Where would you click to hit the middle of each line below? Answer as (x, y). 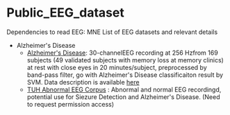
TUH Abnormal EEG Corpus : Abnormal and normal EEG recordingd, (124, 89)
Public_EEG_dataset (65, 13)
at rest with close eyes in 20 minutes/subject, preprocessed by (117, 67)
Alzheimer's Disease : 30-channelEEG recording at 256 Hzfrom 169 (122, 53)
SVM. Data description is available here (83, 82)
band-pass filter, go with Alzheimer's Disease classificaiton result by (125, 75)
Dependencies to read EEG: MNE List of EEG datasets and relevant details (112, 32)
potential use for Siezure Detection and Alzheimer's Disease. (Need (123, 97)
